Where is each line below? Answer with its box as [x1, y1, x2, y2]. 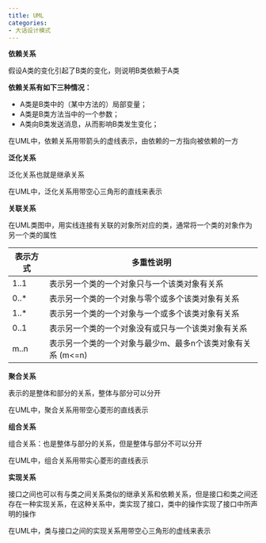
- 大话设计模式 [8, 26, 51, 34]
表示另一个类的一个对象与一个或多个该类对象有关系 [48, 308, 240, 319]
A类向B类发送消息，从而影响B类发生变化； [19, 120, 159, 129]
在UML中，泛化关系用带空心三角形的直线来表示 [8, 187, 162, 197]
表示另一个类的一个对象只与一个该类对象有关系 [48, 278, 224, 289]
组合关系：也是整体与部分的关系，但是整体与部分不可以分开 [8, 439, 203, 449]
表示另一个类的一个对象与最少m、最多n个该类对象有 [48, 338, 244, 349]
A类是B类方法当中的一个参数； [19, 109, 120, 119]
